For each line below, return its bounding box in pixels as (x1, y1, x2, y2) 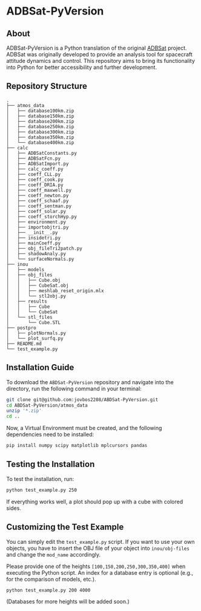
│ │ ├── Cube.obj (6, 277, 61, 283)
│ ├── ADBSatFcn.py (6, 155, 61, 162)
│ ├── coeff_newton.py (6, 192, 69, 198)
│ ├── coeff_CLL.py (6, 171, 61, 177)
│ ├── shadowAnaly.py (6, 250, 67, 256)
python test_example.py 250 (6, 487, 77, 493)
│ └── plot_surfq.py (6, 335, 64, 341)
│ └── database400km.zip (6, 139, 74, 146)
